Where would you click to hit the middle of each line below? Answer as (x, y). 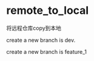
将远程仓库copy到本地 (34, 28)
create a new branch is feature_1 (46, 51)
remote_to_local (48, 11)
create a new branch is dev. (41, 40)
